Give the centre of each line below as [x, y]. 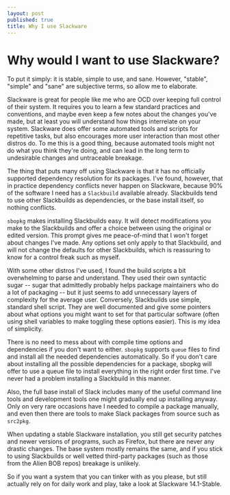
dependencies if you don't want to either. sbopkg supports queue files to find [114, 350]
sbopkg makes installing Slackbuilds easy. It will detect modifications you [109, 221]
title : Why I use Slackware [47, 26]
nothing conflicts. [32, 208]
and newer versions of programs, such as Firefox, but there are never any [111, 442]
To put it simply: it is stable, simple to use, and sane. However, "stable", [107, 79]
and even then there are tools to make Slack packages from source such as [114, 414]
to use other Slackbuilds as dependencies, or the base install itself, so [105, 200]
